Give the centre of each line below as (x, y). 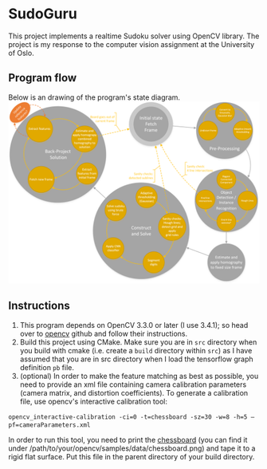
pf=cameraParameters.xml (49, 425)
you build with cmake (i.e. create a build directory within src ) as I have (136, 350)
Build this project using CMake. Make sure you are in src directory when (138, 342)
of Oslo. (21, 53)
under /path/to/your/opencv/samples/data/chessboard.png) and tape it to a (132, 448)
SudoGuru (43, 14)
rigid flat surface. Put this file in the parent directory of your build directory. (132, 456)
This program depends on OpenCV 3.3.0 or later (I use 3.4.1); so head (134, 325)
